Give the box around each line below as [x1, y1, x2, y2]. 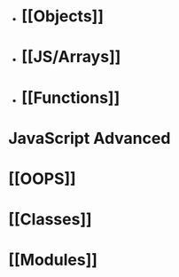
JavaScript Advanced [8, 128, 171, 148]
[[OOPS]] [8, 169, 76, 188]
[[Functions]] [20, 87, 121, 107]
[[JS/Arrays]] [20, 47, 121, 67]
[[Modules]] [8, 250, 98, 270]
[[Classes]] [8, 210, 92, 230]
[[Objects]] [20, 6, 104, 27]
